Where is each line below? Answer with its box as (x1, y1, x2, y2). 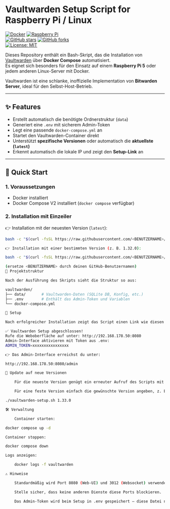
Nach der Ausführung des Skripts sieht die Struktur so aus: (5, 278, 137, 283)
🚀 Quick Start (5, 168, 48, 177)
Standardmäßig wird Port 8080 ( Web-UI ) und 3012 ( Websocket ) (14, 480, 146, 486)
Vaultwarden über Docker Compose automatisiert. (5, 57, 111, 63)
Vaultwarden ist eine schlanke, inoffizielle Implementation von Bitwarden (5, 78, 157, 84)
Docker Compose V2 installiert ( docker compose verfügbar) (12, 200, 135, 206)
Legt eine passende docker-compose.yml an (12, 127, 103, 133)
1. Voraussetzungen (5, 183, 56, 190)
